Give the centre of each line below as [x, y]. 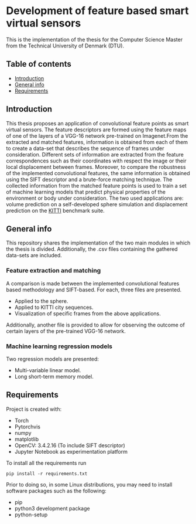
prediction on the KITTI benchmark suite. [56, 210]
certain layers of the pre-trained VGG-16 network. [66, 331]
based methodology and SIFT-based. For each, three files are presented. [94, 290]
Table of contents [39, 64]
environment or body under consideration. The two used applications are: [95, 198]
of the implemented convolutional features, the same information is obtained [98, 173]
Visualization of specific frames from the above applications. [87, 313]
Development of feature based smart [97, 11]
